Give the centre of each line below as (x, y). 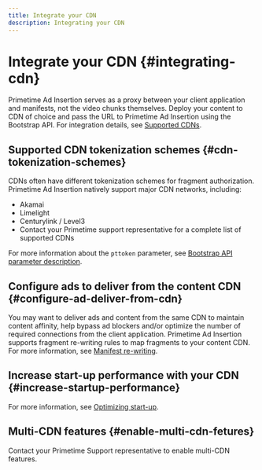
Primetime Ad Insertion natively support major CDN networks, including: (125, 189)
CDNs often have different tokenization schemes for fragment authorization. (131, 181)
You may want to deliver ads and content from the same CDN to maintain (126, 318)
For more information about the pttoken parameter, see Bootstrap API (120, 253)
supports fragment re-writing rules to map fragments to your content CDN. (129, 343)
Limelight (34, 213)
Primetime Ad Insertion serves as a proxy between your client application (127, 100)
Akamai (32, 204)
